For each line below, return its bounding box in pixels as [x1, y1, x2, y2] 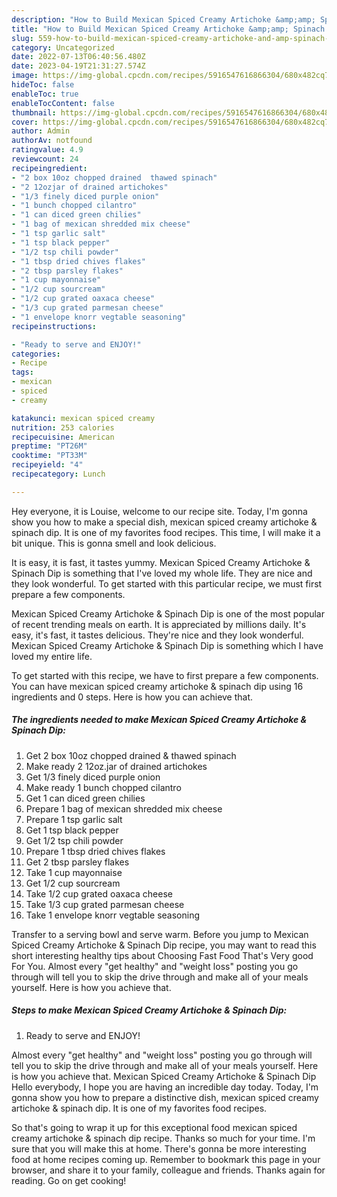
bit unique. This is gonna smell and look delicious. [11, 537, 217, 549]
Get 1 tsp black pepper [25, 824, 119, 836]
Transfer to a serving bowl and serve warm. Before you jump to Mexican [11, 928, 309, 940]
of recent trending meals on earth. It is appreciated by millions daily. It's [11, 618, 307, 630]
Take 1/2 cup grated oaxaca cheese [25, 887, 173, 900]
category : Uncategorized [11, 42, 115, 53]
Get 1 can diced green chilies [25, 792, 146, 804]
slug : [11, 33, 34, 43]
